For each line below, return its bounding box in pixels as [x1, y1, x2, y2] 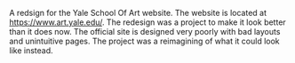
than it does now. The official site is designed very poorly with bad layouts [9, 27, 281, 36]
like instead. [9, 45, 53, 56]
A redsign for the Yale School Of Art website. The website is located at [9, 8, 267, 18]
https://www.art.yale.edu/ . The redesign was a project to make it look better [9, 17, 286, 28]
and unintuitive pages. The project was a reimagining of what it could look [9, 35, 280, 46]
